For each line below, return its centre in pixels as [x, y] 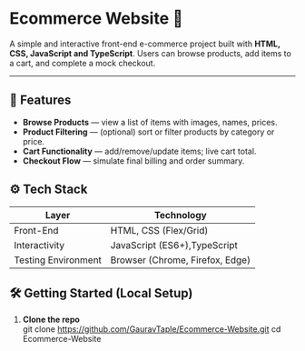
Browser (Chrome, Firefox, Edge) [181, 260]
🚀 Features [40, 100]
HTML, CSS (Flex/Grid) [159, 230]
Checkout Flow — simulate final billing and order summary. [133, 160]
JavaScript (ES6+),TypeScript [174, 245]
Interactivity [39, 245]
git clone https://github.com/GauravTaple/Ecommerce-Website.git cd [152, 329]
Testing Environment [58, 260]
